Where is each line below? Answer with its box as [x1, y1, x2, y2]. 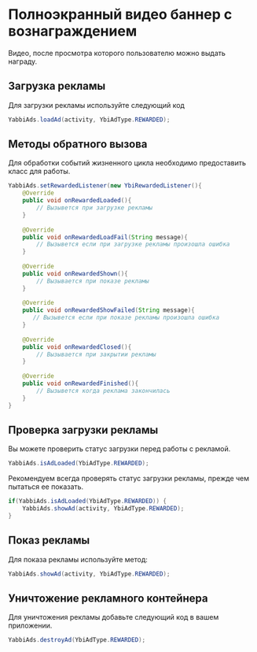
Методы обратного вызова [8, 138, 148, 151]
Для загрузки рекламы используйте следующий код [8, 100, 185, 109]
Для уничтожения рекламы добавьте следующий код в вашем [8, 613, 219, 622]
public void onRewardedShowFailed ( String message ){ [22, 306, 195, 314]
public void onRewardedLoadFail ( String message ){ [22, 233, 189, 241]
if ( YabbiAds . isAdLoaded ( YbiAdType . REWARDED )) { [8, 498, 167, 506]
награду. [8, 57, 38, 66]
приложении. [8, 621, 53, 631]
